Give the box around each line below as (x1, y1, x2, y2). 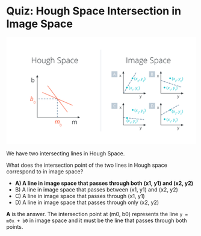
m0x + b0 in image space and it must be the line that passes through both (6, 217, 188, 224)
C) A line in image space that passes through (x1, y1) (14, 193, 146, 200)
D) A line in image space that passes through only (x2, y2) (14, 199, 159, 206)
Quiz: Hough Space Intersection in (6, 4, 182, 18)
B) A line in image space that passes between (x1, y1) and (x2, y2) (14, 186, 179, 193)
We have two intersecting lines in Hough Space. (6, 150, 125, 157)
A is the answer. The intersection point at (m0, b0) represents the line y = (6, 211, 188, 218)
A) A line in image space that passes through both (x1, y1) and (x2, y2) (14, 179, 194, 187)
